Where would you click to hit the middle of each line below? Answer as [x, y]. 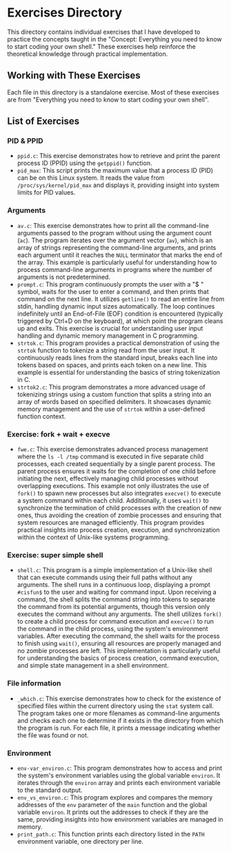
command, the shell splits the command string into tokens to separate [116, 599]
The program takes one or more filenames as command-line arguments [119, 713]
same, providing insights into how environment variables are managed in [120, 819]
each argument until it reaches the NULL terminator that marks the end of [120, 255]
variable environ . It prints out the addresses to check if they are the [113, 812]
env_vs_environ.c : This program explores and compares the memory [115, 797]
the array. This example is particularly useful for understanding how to [117, 262]
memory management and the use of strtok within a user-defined [111, 409]
